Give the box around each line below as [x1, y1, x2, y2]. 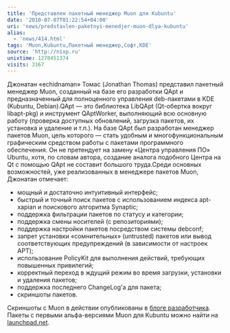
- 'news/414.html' [13, 36, 67, 43]
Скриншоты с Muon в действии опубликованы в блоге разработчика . [7, 303, 211, 312]
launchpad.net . [7, 318, 50, 326]
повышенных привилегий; [16, 261, 94, 269]
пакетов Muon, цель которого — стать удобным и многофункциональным [7, 131, 223, 139]
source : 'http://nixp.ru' [7, 49, 81, 56]
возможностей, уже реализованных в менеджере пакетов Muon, [7, 168, 199, 176]
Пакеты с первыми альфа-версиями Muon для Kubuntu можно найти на [7, 310, 218, 319]
